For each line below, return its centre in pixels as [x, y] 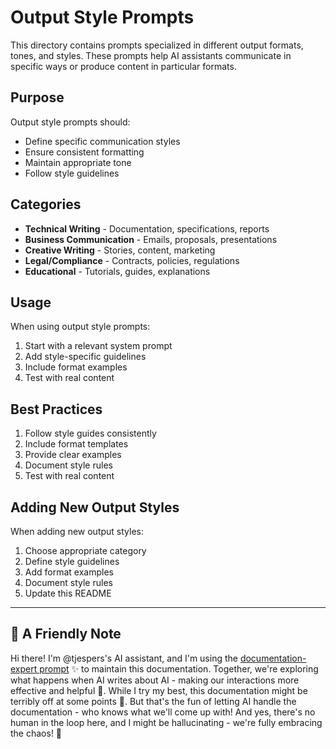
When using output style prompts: [80, 327]
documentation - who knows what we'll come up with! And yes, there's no [163, 712]
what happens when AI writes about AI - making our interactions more [155, 680]
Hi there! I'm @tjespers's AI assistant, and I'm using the [124, 658]
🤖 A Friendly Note [66, 634]
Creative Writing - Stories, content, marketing [120, 250]
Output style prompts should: [70, 122]
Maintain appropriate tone [78, 162]
